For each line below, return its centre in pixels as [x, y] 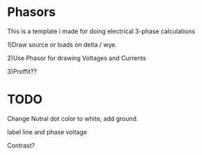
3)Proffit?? [22, 71]
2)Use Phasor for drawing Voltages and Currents [77, 58]
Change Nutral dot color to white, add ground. [73, 118]
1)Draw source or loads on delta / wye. [62, 44]
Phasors [31, 12]
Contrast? [21, 145]
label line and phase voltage [47, 131]
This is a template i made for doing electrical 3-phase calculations [101, 31]
